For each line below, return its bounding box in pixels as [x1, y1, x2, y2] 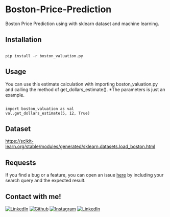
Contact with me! [5, 192, 61, 201]
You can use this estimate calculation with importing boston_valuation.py [5, 81, 158, 87]
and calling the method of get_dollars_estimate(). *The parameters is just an [5, 86, 165, 93]
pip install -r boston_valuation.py [5, 53, 83, 58]
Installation [5, 35, 42, 44]
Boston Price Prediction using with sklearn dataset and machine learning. [5, 20, 159, 27]
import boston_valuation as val [5, 106, 74, 111]
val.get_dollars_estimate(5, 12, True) [5, 111, 90, 116]
